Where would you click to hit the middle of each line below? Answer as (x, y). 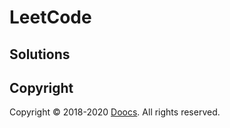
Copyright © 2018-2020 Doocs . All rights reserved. (115, 112)
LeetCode (50, 17)
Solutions (40, 54)
